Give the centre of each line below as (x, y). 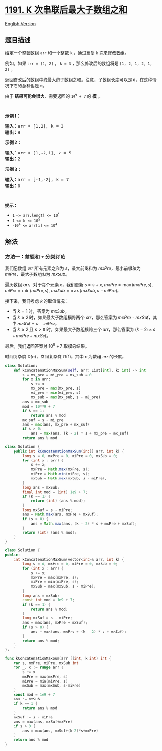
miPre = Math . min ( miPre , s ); (60, 474)
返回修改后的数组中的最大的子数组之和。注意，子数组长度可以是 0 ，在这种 (79, 79)
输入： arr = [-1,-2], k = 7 (37, 179)
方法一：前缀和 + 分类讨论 (35, 257)
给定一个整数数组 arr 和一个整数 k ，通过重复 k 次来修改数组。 (67, 53)
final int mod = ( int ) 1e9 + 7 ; (55, 492)
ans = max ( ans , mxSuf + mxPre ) (43, 722)
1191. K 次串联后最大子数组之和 (66, 10)
